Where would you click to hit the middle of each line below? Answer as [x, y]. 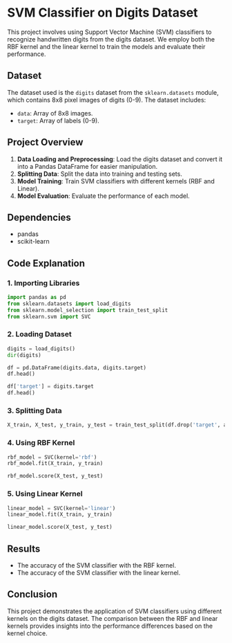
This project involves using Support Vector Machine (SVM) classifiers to [109, 32]
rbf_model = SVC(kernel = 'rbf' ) [52, 457]
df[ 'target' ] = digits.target [51, 387]
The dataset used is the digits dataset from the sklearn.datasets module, [113, 92]
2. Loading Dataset [39, 334]
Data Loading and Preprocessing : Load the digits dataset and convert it [120, 159]
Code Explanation [46, 263]
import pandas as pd [37, 298]
